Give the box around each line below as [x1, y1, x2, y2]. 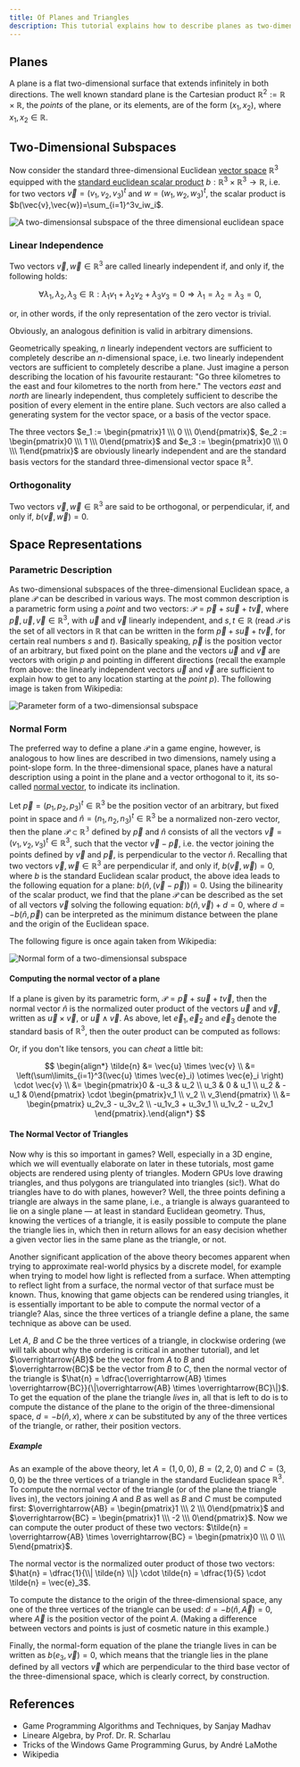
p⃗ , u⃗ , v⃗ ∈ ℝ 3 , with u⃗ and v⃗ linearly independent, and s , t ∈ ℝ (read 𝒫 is [9, 613, 291, 626]
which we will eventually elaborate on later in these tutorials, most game [9, 1157, 274, 1169]
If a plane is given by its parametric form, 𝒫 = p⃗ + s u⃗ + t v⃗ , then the [9, 993, 268, 1004]
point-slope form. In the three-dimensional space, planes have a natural [9, 762, 273, 773]
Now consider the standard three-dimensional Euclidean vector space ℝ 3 [9, 163, 279, 176]
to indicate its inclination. [88, 782, 180, 792]
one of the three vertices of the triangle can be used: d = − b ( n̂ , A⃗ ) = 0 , [9, 1604, 273, 1615]
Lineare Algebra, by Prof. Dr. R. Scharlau [21, 1730, 171, 1740]
